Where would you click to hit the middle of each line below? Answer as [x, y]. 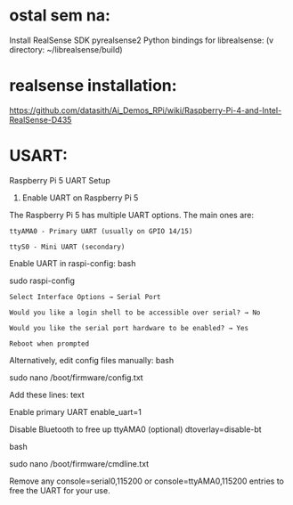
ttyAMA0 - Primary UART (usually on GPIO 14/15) [101, 231]
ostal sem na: [60, 16]
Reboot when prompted [49, 344]
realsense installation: [93, 86]
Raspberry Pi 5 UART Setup [60, 180]
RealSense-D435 [41, 119]
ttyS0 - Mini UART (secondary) [67, 247]
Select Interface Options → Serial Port [85, 297]
